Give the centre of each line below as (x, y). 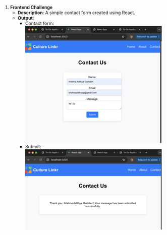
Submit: (33, 146)
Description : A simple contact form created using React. (76, 13)
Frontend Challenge (31, 7)
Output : (26, 18)
